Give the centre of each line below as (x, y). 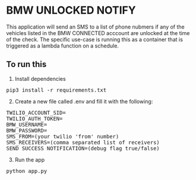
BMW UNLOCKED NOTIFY (71, 10)
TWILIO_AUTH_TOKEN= (34, 119)
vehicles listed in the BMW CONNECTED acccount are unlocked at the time (98, 33)
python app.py (27, 171)
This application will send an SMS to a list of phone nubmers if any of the (96, 27)
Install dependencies (40, 78)
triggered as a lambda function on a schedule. (62, 46)
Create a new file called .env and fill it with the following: (84, 101)
